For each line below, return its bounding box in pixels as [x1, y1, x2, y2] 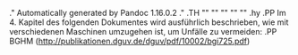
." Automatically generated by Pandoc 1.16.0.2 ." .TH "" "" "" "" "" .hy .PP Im [9, 8, 286, 18]
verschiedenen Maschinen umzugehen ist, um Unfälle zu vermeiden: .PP [9, 27, 277, 36]
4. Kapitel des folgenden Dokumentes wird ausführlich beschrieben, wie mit [9, 17, 289, 27]
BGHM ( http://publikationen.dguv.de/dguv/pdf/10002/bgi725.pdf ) [9, 35, 251, 46]
